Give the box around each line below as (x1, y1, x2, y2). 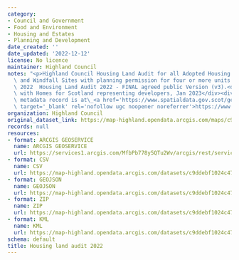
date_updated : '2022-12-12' (7, 51, 91, 58)
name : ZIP (14, 202, 43, 210)
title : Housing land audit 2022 (7, 242, 103, 249)
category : (7, 10, 37, 18)
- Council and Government (7, 17, 84, 24)
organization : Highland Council (7, 110, 103, 117)
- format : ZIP (7, 196, 50, 203)
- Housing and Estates (7, 30, 75, 38)
